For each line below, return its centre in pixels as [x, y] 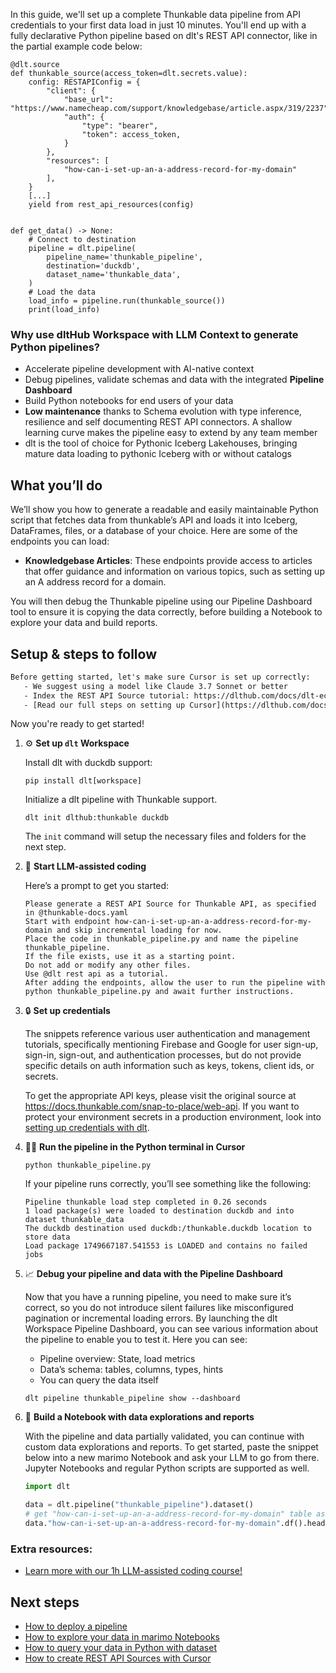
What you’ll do [56, 485]
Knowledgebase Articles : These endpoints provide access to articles [168, 561]
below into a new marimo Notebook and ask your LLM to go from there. [172, 1458]
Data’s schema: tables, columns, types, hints [131, 1370]
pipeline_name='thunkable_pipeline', [124, 257]
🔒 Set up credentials [67, 1011]
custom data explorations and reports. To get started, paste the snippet [171, 1447]
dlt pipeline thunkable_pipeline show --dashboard [132, 1399]
